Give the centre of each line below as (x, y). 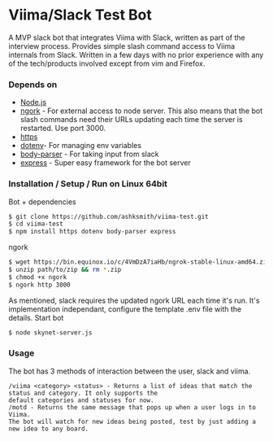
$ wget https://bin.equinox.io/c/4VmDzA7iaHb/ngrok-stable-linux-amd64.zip (139, 262)
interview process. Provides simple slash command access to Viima (122, 46)
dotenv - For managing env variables (81, 146)
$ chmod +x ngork (38, 277)
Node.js (33, 103)
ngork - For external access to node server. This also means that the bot (141, 111)
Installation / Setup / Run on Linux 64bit (88, 184)
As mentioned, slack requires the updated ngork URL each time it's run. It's (134, 300)
